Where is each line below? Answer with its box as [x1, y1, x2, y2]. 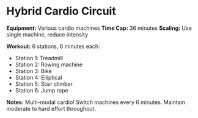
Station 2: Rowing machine [15, 61, 83, 68]
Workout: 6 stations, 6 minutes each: [6, 43, 100, 50]
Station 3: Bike [15, 67, 52, 74]
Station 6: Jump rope [15, 86, 68, 94]
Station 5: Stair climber [15, 80, 73, 88]
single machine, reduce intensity [6, 30, 89, 38]
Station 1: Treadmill [15, 54, 63, 61]
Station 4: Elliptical [15, 74, 62, 81]
